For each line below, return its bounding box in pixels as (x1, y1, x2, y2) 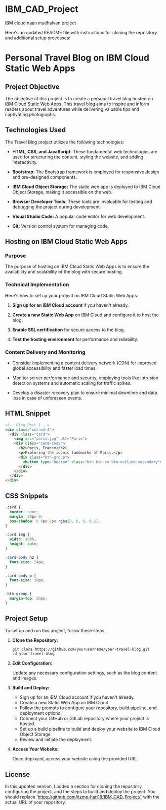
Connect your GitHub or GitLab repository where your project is (19, 716, 149, 722)
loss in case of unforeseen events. (12, 395, 83, 401)
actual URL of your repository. (5, 799, 66, 805)
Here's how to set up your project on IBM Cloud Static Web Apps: (5, 292, 138, 298)
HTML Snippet (5, 409, 50, 418)
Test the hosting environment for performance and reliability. (12, 336, 138, 342)
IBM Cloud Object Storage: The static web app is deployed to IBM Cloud (12, 184, 161, 190)
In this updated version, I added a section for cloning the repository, (5, 783, 143, 790)
